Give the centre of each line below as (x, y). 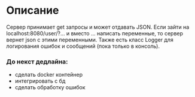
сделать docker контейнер (49, 75)
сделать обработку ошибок (50, 87)
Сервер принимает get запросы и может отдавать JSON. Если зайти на (98, 27)
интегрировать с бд (40, 81)
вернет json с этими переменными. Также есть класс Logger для (90, 40)
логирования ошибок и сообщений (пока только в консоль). (83, 46)
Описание (33, 10)
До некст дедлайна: (37, 62)
